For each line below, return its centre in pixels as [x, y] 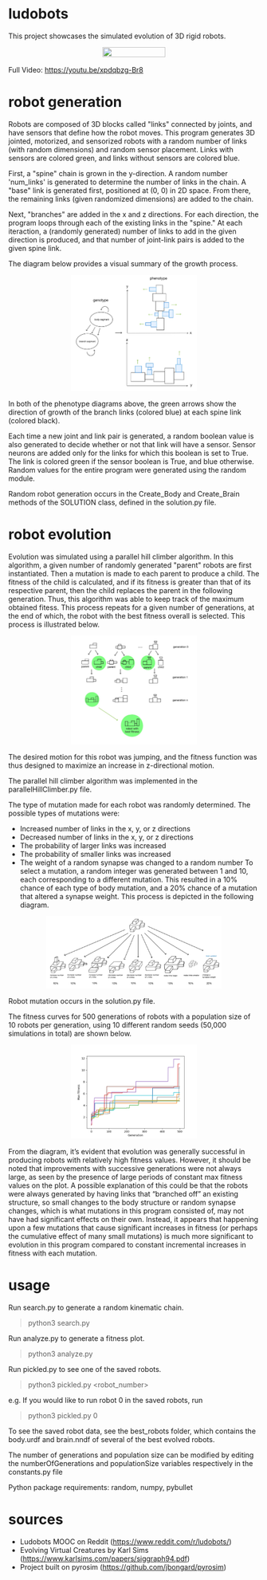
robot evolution [60, 535]
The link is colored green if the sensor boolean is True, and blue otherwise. [132, 462]
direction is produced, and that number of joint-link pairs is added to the [126, 239]
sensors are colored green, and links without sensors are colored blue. [124, 158]
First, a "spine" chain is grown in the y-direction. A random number [118, 173]
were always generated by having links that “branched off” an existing [124, 1194]
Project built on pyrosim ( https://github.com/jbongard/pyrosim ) [123, 1567]
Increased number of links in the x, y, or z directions [105, 828]
